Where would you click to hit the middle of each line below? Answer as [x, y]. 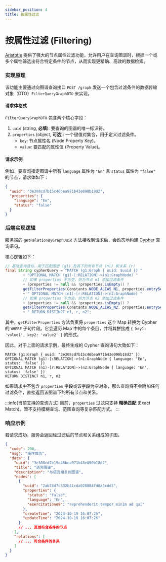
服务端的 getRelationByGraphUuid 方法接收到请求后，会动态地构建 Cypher [80, 240]
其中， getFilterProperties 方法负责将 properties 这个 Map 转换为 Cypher [81, 322]
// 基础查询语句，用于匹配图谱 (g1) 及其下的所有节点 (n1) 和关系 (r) [70, 266]
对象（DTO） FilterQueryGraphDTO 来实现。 [49, 93]
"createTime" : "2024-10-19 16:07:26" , [63, 514]
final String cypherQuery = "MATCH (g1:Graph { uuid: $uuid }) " [74, 271]
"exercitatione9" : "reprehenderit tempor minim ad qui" [86, 504]
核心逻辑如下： [20, 257]
